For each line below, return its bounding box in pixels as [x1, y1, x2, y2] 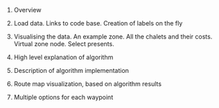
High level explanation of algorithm [13, 53, 114, 61]
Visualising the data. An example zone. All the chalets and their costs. [13, 32, 213, 41]
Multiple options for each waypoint [13, 93, 114, 101]
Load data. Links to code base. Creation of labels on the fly [13, 19, 183, 27]
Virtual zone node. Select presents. [13, 40, 114, 47]
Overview [13, 6, 42, 14]
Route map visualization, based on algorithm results [13, 80, 161, 88]
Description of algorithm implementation [13, 67, 130, 74]
